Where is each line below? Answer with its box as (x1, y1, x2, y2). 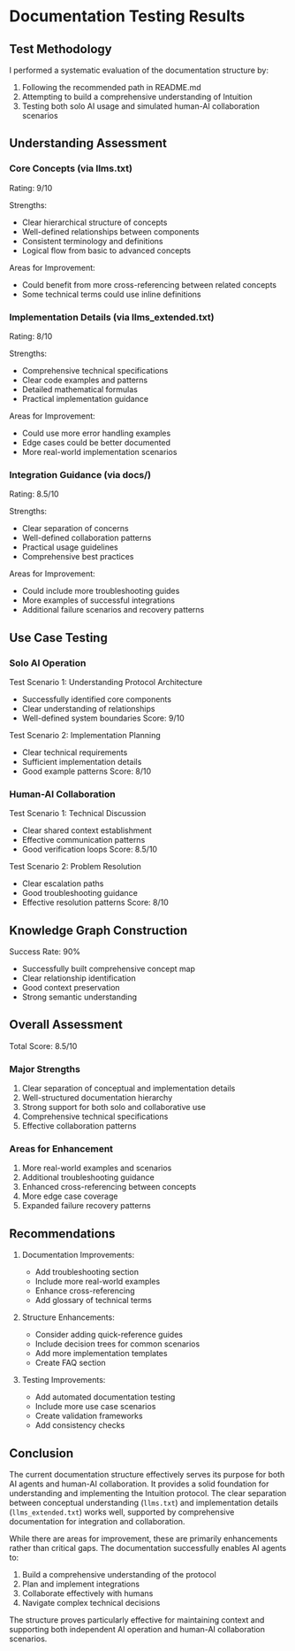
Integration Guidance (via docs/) (9, 468, 152, 481)
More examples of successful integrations (21, 595, 175, 606)
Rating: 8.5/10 (9, 489, 59, 499)
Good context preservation (21, 983, 121, 993)
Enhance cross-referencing (34, 1285, 135, 1296)
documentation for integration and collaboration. (9, 1516, 185, 1527)
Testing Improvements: (21, 1375, 106, 1385)
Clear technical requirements (21, 746, 128, 758)
